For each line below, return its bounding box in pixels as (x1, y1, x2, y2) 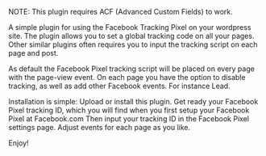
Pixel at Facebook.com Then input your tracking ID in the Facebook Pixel (8, 114, 250, 124)
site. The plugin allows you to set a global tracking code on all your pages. (8, 32, 255, 40)
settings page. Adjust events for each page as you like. (8, 123, 191, 132)
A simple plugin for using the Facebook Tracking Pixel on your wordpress (8, 23, 251, 32)
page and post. (8, 48, 59, 57)
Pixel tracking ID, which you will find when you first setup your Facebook (8, 105, 250, 115)
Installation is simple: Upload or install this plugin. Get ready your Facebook (8, 97, 259, 106)
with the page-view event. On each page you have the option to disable (8, 73, 246, 82)
